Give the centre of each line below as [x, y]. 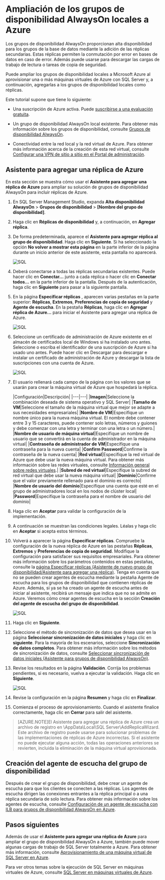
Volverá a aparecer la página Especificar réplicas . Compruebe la [79, 540]
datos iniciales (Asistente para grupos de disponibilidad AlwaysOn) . [81, 658]
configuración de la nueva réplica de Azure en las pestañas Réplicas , [83, 546]
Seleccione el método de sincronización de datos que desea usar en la [84, 632]
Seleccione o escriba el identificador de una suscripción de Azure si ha [85, 347]
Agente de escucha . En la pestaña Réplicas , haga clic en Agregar [80, 307]
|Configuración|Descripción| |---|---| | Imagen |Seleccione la [73, 397]
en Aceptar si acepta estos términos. [50, 531]
